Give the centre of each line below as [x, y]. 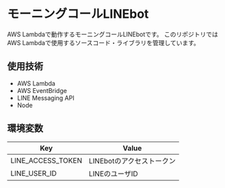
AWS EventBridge [42, 90]
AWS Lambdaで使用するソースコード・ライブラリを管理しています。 [104, 42]
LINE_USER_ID [34, 173]
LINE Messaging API [45, 98]
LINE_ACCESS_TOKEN [47, 160]
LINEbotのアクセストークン [132, 161]
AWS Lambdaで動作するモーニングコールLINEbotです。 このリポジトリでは [113, 34]
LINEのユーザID [113, 174]
